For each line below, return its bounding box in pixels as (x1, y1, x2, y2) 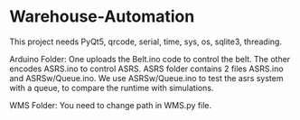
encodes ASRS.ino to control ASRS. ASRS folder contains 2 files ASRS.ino (9, 63, 284, 74)
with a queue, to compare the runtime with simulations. (9, 82, 214, 93)
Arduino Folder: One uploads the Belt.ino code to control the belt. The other (9, 53, 291, 64)
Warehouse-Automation (9, 6, 195, 27)
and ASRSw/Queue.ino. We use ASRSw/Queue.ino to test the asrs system (9, 72, 284, 83)
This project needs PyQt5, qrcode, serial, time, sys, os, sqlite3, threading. (9, 36, 283, 47)
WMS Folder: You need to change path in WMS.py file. (9, 99, 212, 110)
